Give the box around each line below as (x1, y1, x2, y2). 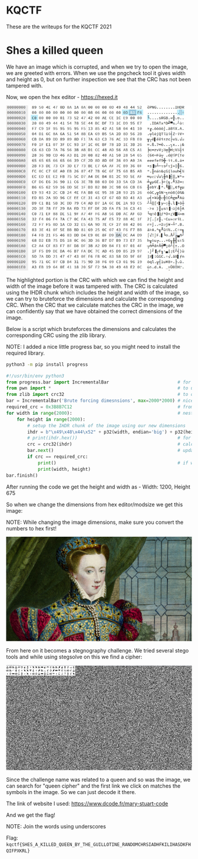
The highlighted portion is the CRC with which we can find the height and (6, 276, 184, 283)
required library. (6, 349, 45, 356)
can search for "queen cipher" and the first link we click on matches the (6, 782, 181, 789)
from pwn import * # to (6, 385, 189, 391)
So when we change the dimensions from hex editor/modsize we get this (6, 501, 183, 508)
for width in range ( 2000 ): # (6, 410, 181, 416)
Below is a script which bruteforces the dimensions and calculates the (6, 325, 176, 332)
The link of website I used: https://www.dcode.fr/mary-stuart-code (6, 800, 169, 807)
